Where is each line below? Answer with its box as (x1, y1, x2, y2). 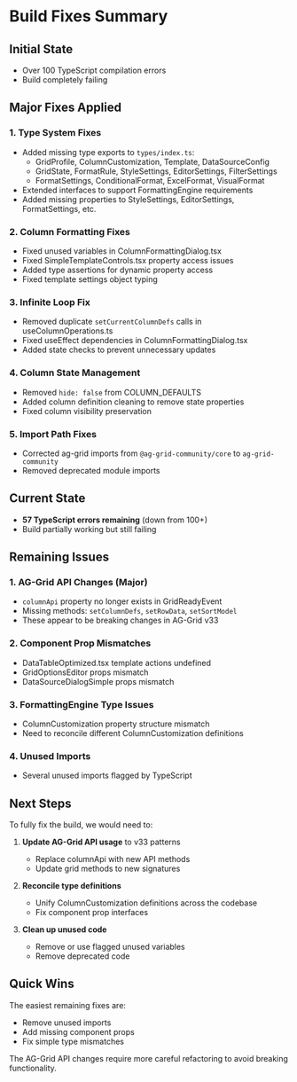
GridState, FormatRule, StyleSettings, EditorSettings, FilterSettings (35, 166, 277, 176)
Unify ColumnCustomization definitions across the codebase (35, 898, 258, 908)
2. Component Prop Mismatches (9, 637, 152, 649)
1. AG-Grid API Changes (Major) (9, 576, 148, 588)
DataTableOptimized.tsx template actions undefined (21, 657, 211, 668)
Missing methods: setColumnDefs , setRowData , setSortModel (21, 606, 238, 616)
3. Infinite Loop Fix (9, 295, 91, 308)
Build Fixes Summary (9, 6, 168, 27)
